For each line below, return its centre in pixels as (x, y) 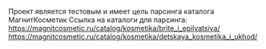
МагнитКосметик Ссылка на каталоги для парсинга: (98, 20)
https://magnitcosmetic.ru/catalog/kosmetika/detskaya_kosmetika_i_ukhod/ (133, 36)
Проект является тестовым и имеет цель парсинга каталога (111, 11)
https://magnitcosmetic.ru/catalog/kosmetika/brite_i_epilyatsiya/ (114, 28)
